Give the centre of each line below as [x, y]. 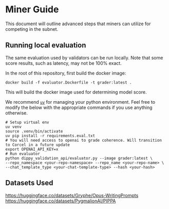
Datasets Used [29, 183]
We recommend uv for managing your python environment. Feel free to [80, 102]
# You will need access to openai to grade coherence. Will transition [83, 140]
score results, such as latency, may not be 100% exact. [63, 63]
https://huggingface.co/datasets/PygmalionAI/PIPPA [61, 201]
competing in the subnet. [32, 29]
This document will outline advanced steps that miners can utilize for [78, 24]
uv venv [14, 127]
